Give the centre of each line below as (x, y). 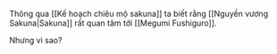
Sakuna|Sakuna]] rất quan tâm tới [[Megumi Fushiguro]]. (113, 23)
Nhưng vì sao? (36, 40)
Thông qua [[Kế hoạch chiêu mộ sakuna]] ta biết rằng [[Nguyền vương (139, 14)
